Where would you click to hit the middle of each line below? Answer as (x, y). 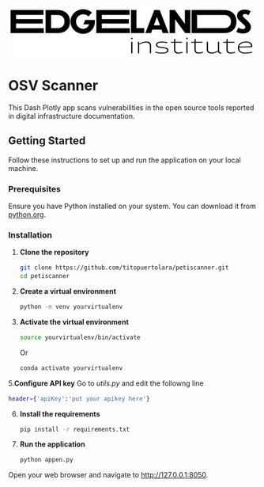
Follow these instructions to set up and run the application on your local (124, 160)
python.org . (27, 215)
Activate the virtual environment (74, 321)
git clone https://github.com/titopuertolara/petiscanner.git (124, 268)
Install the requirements (60, 413)
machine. (23, 168)
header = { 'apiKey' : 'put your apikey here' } (79, 398)
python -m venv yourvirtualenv (71, 307)
